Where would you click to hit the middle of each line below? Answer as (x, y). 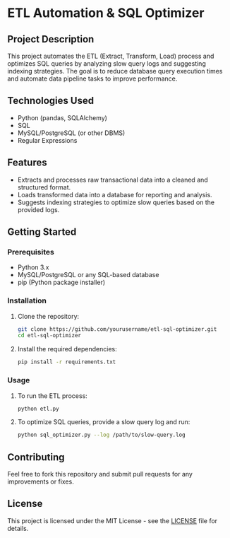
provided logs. (38, 209)
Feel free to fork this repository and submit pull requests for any (100, 474)
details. (18, 528)
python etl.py (38, 409)
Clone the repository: (48, 316)
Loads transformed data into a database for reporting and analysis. (115, 194)
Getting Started (42, 232)
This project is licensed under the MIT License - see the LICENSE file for (112, 520)
